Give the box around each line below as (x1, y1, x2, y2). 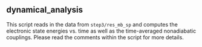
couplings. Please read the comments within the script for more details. (6, 33, 184, 41)
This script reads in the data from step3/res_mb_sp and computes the (6, 20, 178, 28)
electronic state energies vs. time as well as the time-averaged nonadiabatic (6, 27, 197, 34)
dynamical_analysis (6, 5, 83, 15)
